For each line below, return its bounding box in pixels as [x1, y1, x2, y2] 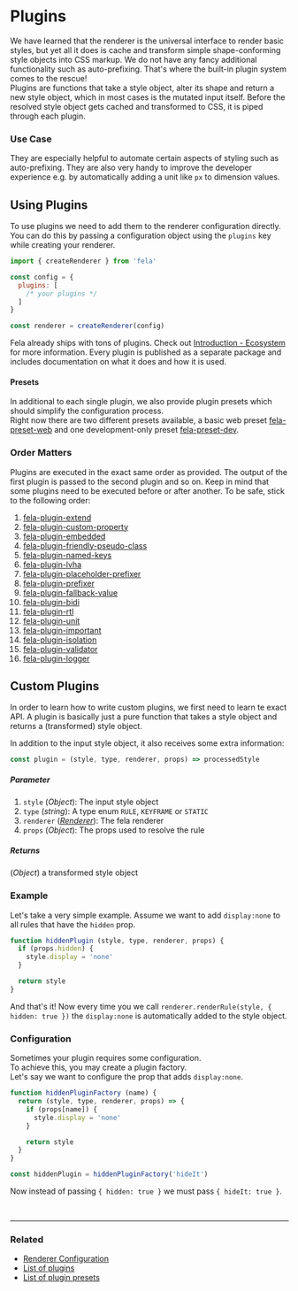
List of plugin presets [22, 1272, 101, 1283]
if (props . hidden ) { [18, 944, 94, 953]
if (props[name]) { [26, 1104, 98, 1114]
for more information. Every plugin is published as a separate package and [10, 347, 282, 357]
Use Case [10, 133, 52, 145]
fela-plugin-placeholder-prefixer [22, 568, 141, 579]
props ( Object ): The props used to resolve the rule [22, 825, 205, 835]
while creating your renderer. [10, 240, 116, 250]
